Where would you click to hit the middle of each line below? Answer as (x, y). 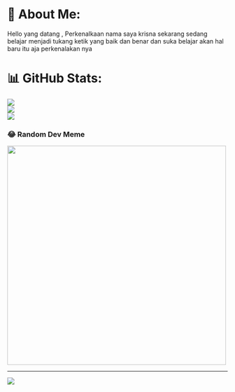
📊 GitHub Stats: (55, 78)
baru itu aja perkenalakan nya (50, 48)
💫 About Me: (44, 14)
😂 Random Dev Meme (46, 134)
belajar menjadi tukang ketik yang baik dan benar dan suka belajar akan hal (115, 41)
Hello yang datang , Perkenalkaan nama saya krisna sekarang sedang (107, 34)
